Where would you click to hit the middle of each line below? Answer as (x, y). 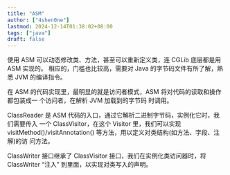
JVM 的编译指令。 (41, 77)
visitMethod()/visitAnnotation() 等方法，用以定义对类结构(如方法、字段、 (110, 133)
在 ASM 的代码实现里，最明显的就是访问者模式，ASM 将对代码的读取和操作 (114, 92)
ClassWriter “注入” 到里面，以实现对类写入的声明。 (80, 165)
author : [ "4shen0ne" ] (38, 20)
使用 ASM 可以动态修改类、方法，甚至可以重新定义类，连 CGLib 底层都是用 (114, 60)
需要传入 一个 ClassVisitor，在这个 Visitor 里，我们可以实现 (97, 124)
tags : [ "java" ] (29, 33)
